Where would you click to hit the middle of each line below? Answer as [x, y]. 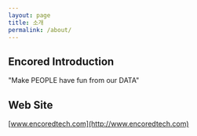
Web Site [31, 105]
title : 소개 [26, 23]
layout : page [29, 15]
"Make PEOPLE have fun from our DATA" [74, 81]
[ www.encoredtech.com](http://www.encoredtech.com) [99, 123]
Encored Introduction [61, 61]
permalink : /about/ [40, 30]
